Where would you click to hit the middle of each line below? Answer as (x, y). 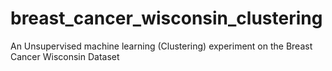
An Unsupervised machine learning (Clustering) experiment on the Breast (161, 46)
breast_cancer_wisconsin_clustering (166, 18)
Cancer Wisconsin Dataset (65, 56)
